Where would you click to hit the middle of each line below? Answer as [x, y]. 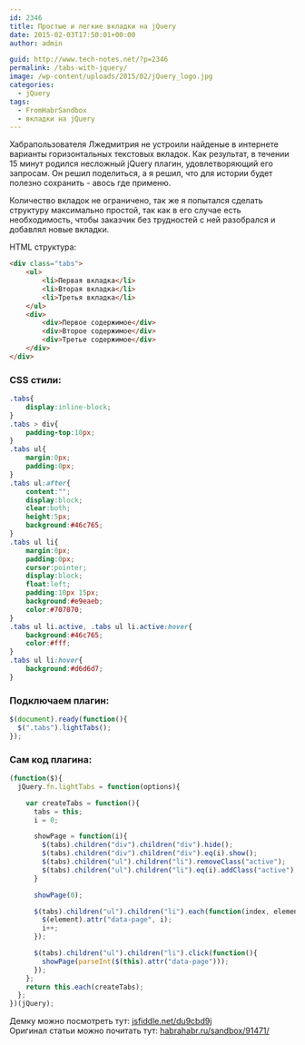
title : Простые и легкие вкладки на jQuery [93, 26]
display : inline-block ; [69, 407]
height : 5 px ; [48, 517]
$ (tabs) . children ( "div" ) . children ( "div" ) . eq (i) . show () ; [150, 853]
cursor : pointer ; [57, 567]
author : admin [36, 43]
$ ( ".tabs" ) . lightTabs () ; [64, 727]
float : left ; [48, 585]
